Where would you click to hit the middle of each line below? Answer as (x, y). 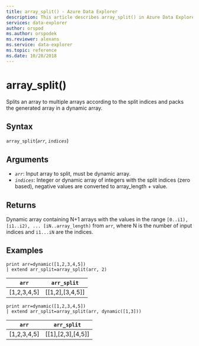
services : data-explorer (37, 23)
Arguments (28, 159)
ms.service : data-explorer (39, 45)
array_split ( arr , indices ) (38, 141)
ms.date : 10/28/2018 (32, 56)
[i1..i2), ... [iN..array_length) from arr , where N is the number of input (99, 226)
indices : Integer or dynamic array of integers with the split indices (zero (102, 180)
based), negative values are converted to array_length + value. (91, 186)
